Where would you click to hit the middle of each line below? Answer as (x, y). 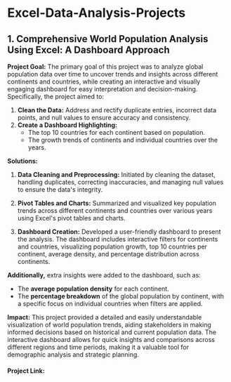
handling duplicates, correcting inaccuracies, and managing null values (120, 182)
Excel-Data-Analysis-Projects (97, 13)
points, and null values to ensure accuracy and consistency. (104, 118)
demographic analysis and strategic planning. (73, 355)
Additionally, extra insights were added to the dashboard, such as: (104, 275)
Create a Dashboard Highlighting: (67, 125)
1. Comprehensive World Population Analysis (108, 39)
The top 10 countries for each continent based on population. (117, 132)
